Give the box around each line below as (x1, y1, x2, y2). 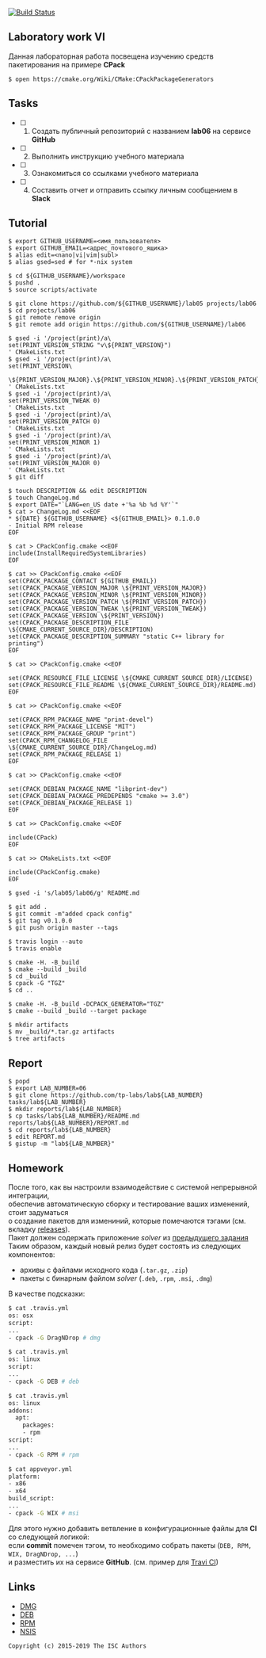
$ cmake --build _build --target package (8, 1007, 147, 1015)
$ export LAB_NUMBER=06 (8, 1084, 87, 1093)
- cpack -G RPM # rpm (8, 1450, 80, 1458)
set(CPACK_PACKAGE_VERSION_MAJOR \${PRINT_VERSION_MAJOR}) (8, 584, 207, 592)
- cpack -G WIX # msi (8, 1509, 80, 1517)
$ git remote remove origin (8, 314, 101, 322)
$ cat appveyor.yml (8, 1465, 73, 1473)
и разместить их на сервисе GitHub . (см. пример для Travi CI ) (8, 1557, 219, 1567)
